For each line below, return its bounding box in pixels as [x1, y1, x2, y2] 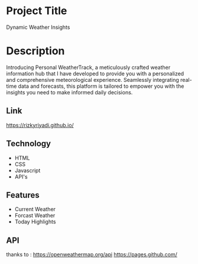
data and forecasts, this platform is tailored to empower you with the [18, 82, 184, 90]
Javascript [14, 167, 41, 174]
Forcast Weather [14, 212, 56, 219]
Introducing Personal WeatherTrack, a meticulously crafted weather [6, 64, 171, 71]
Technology [6, 138, 51, 148]
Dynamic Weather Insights [6, 24, 70, 31]
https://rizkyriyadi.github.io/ [6, 121, 74, 128]
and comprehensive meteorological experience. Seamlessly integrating [6, 76, 179, 83]
